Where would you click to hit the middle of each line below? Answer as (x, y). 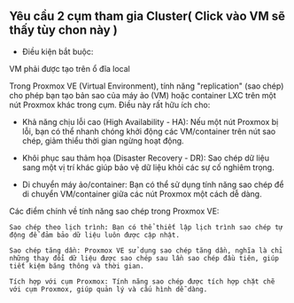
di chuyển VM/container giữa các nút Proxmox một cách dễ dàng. (142, 194)
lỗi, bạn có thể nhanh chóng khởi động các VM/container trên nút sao (149, 131)
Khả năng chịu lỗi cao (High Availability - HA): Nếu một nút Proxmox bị (150, 121)
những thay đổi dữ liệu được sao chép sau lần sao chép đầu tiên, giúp (144, 258)
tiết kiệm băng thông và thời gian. (77, 266)
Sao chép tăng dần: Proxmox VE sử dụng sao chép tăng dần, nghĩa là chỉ (146, 250)
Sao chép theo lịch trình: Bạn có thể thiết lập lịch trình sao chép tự (146, 227)
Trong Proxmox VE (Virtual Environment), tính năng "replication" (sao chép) (147, 86)
